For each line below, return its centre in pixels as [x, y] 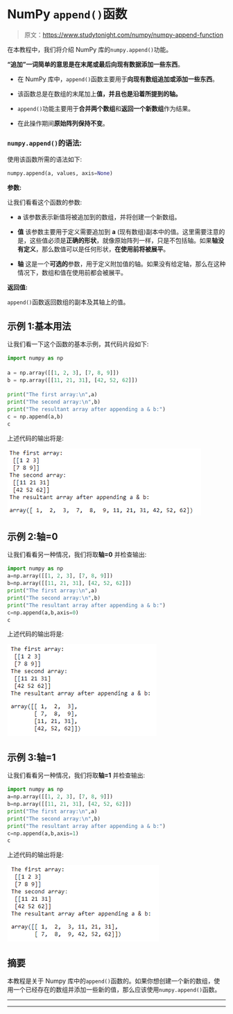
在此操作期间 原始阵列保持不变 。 [63, 123]
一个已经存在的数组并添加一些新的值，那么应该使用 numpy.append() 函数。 [117, 990]
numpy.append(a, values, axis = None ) [60, 174]
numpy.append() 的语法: [44, 143]
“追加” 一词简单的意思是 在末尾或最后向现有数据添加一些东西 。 [96, 64]
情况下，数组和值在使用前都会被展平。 [72, 273]
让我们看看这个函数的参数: [45, 203]
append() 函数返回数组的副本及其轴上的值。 [68, 302]
